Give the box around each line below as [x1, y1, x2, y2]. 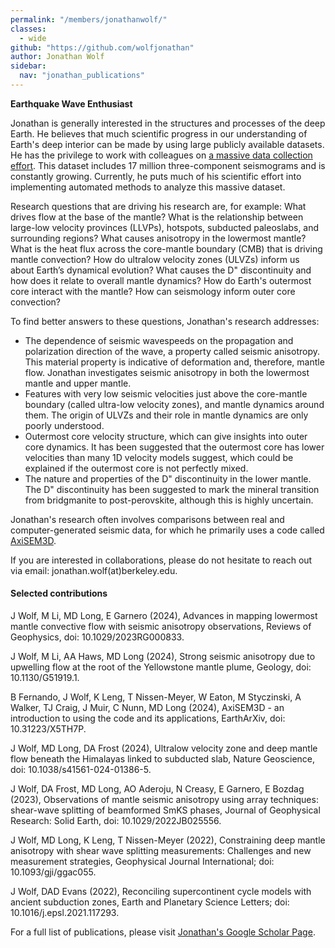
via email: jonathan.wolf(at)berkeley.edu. [10, 564, 178, 576]
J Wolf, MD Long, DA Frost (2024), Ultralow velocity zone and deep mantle [10, 742, 318, 755]
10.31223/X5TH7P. [10, 723, 87, 735]
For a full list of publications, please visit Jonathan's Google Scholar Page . [10, 926, 316, 938]
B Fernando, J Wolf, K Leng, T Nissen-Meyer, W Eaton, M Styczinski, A [10, 691, 302, 703]
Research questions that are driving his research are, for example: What [10, 200, 307, 212]
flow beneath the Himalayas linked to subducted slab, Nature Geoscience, [10, 753, 316, 765]
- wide [19, 33, 47, 43]
